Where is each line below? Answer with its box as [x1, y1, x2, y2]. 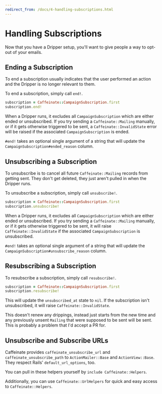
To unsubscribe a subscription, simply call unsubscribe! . [5, 190, 118, 196]
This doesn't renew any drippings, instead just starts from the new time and [5, 312, 156, 318]
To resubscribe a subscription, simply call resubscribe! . [5, 275, 117, 280]
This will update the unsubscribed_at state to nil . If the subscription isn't [5, 297, 150, 303]
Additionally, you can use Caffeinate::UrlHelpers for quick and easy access [5, 378, 158, 384]
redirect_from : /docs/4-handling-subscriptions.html [5, 7, 114, 12]
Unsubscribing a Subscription [5, 157, 97, 165]
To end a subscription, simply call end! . [5, 91, 83, 97]
